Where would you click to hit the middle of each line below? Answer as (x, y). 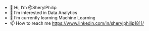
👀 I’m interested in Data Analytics (44, 13)
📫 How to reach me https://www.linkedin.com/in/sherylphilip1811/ (77, 23)
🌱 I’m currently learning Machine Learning (52, 18)
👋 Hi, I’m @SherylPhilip (33, 8)
